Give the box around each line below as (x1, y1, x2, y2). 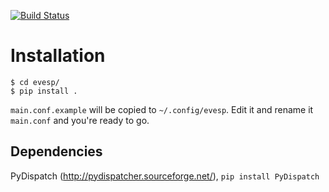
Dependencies (10, 143, 103, 160)
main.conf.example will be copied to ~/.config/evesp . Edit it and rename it (10, 103, 314, 115)
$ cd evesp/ (10, 77, 60, 87)
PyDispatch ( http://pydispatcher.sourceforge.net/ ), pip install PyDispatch (10, 170, 320, 182)
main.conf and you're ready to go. (10, 114, 150, 126)
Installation (10, 45, 106, 67)
